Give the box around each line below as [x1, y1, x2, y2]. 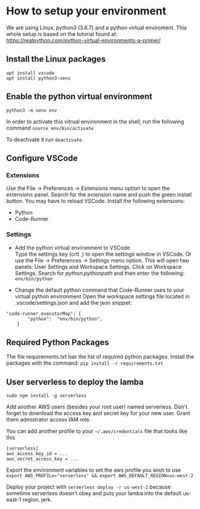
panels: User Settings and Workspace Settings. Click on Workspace [14, 263, 182, 270]
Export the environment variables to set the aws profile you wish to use [6, 466, 181, 474]
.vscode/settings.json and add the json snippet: [14, 299, 132, 306]
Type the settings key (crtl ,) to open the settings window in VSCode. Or [14, 250, 192, 257]
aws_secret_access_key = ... [6, 456, 79, 462]
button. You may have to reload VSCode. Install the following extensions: [6, 198, 185, 205]
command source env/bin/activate [6, 124, 94, 131]
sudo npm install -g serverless [6, 393, 87, 399]
